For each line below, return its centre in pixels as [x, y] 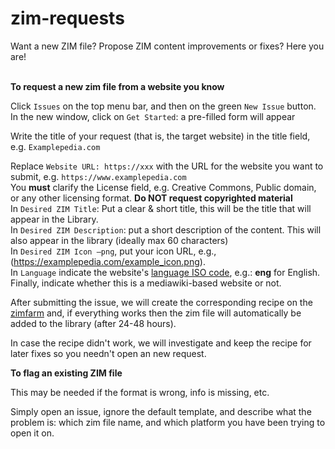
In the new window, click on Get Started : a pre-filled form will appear [153, 116]
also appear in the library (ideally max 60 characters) [119, 240]
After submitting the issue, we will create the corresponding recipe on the [161, 302]
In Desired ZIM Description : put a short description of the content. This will [166, 229]
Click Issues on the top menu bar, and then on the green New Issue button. [163, 106]
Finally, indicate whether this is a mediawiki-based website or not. [146, 283]
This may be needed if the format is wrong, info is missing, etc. [140, 392]
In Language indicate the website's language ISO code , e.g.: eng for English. [165, 272]
